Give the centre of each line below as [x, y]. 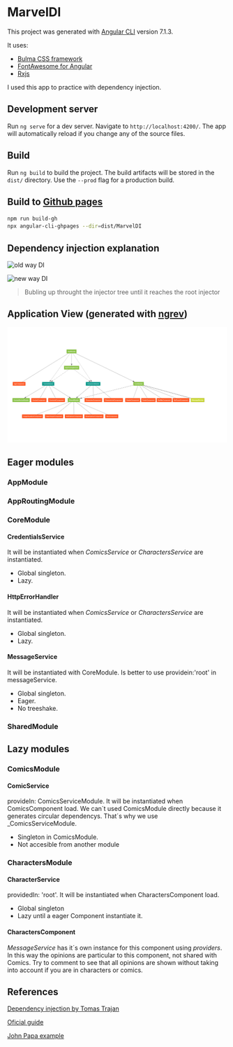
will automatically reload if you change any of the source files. [96, 133]
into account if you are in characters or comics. [75, 970]
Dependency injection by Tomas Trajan [63, 1008]
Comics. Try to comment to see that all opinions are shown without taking [113, 962]
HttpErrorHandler [33, 597]
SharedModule [33, 726]
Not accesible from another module [68, 845]
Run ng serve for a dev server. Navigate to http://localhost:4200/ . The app [117, 126]
